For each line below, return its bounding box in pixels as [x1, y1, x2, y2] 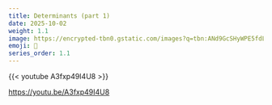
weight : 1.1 [8, 27, 49, 35]
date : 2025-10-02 [8, 19, 67, 27]
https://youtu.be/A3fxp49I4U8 [8, 87, 110, 97]
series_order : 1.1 [8, 49, 70, 57]
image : [8, 34, 31, 43]
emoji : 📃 [8, 42, 38, 50]
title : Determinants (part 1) [8, 11, 111, 20]
